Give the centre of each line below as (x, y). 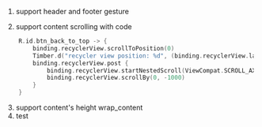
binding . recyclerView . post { (81, 63)
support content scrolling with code (74, 26)
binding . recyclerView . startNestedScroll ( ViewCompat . (135, 70)
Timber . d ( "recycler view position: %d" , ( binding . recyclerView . (141, 56)
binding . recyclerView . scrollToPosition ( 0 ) (104, 48)
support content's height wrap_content (79, 107)
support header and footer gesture (72, 11)
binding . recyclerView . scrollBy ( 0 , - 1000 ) (116, 78)
